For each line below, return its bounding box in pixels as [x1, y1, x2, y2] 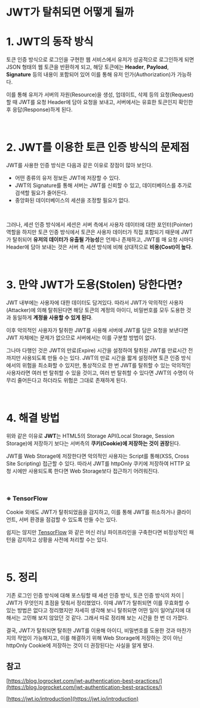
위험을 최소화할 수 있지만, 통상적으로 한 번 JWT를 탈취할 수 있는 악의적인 [21, 362, 191, 369]
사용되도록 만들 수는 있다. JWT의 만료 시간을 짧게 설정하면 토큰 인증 [21, 354, 180, 361]
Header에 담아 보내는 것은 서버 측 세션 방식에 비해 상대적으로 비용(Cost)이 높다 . [6, 243, 193, 251]
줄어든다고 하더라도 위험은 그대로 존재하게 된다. [17, 377, 127, 384]
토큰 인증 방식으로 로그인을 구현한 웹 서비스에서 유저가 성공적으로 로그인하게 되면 [6, 56, 195, 63]
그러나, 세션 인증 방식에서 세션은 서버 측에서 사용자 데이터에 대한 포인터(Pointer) [6, 221, 193, 228]
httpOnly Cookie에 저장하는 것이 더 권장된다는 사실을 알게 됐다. [6, 642, 154, 649]
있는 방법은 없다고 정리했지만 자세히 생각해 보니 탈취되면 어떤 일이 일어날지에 [6, 607, 185, 614]
